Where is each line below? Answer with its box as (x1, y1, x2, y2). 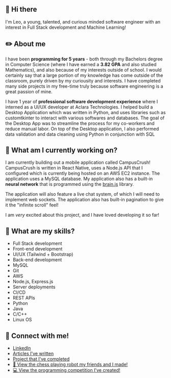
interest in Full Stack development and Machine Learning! (5, 24, 126, 30)
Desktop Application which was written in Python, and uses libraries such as (5, 109, 166, 115)
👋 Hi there (5, 5, 37, 14)
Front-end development (12, 246, 63, 252)
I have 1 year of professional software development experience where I (5, 98, 158, 104)
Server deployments (12, 284, 56, 290)
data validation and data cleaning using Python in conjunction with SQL (5, 131, 155, 137)
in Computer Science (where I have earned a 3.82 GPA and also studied (5, 61, 157, 67)
